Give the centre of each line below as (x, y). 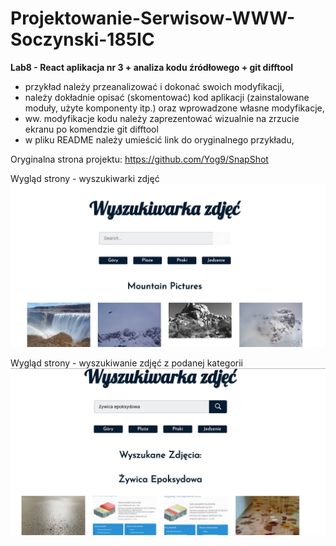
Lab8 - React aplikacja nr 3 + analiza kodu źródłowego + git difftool (152, 67)
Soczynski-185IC (82, 39)
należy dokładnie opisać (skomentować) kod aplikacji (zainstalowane (167, 97)
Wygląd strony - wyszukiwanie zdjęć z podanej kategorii (127, 363)
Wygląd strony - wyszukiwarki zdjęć (85, 178)
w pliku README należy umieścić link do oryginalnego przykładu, (159, 139)
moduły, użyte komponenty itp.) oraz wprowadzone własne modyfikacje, (174, 108)
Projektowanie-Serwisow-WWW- (153, 18)
